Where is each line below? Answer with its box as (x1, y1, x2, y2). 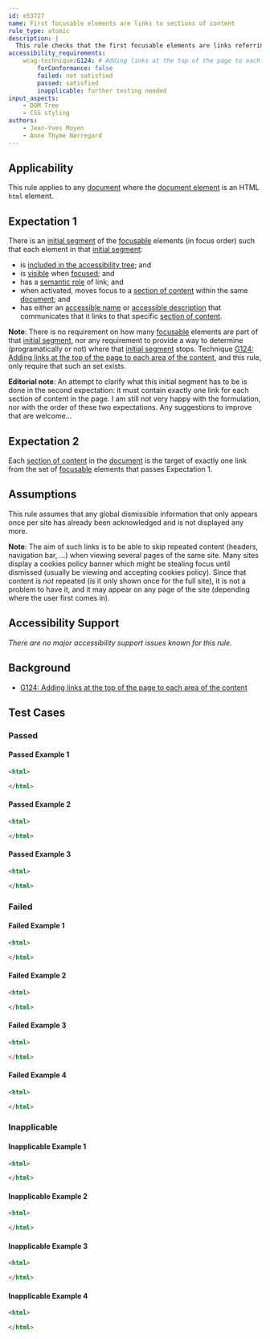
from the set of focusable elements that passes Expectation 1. (8, 465, 213, 474)
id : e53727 (8, 11, 45, 20)
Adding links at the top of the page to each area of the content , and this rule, (8, 353, 262, 362)
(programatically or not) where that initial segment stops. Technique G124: (8, 344, 255, 354)
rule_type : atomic (8, 27, 70, 35)
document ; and (19, 295, 71, 304)
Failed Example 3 (8, 1020, 67, 1031)
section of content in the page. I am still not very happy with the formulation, (8, 394, 261, 403)
